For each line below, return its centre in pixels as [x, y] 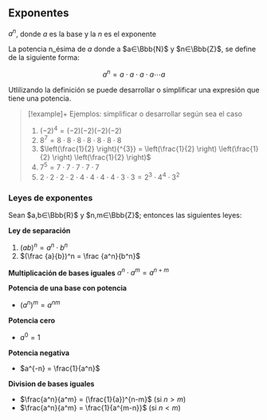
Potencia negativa [39, 353]
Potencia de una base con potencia [68, 288]
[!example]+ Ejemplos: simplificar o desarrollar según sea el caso [135, 114]
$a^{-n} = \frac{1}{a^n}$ [60, 368]
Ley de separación [39, 231]
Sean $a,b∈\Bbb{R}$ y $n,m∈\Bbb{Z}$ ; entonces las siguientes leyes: [125, 216]
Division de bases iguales [51, 383]
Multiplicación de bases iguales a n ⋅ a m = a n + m [89, 272]
